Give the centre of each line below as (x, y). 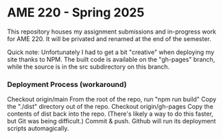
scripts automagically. (38, 129)
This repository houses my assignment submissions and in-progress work (111, 31)
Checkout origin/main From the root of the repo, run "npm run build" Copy (112, 99)
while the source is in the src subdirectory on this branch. (89, 66)
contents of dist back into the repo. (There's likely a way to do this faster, (110, 114)
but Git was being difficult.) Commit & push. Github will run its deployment (111, 121)
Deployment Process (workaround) (67, 84)
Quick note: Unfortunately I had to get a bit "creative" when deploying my (111, 52)
